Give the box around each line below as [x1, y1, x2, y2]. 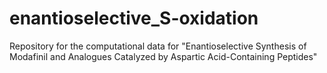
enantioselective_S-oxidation [9, 7, 259, 30]
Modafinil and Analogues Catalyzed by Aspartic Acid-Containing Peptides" [9, 50, 318, 62]
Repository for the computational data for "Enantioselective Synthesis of [9, 40, 307, 52]
